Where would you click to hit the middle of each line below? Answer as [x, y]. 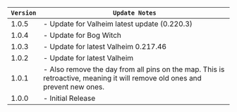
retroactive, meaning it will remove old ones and [123, 78]
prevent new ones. [74, 87]
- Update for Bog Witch [83, 35]
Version [24, 13]
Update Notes [134, 13]
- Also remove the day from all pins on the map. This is [134, 69]
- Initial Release [69, 98]
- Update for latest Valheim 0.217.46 [105, 47]
